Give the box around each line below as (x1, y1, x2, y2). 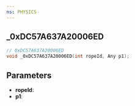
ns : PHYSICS (6, 9, 37, 15)
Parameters (6, 70, 52, 80)
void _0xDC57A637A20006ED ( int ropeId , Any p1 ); (6, 53, 130, 60)
